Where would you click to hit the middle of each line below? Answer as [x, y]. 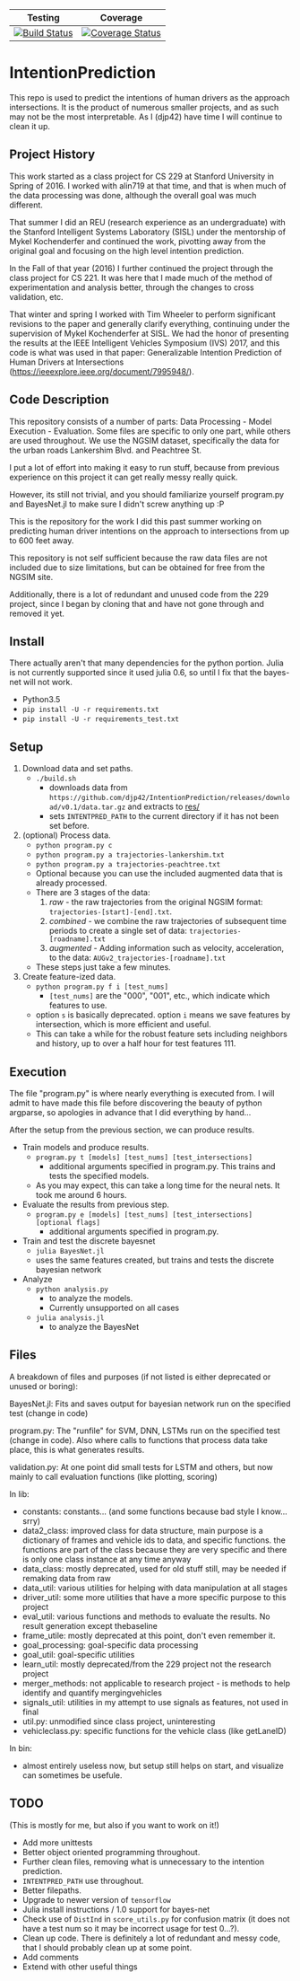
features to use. [78, 1006]
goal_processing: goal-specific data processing [110, 1645]
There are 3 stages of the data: [93, 893]
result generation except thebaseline [90, 1625]
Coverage [121, 18]
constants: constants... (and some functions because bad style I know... [155, 1511]
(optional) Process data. [66, 835]
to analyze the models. [91, 1298]
